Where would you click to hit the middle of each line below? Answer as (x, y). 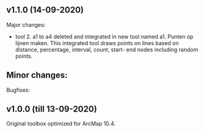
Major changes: (26, 24)
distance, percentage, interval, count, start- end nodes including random (107, 49)
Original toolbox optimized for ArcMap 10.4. (61, 124)
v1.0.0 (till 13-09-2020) (52, 109)
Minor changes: (37, 75)
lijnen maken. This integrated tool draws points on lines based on (97, 43)
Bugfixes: (18, 90)
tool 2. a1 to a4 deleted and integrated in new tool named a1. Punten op (104, 37)
